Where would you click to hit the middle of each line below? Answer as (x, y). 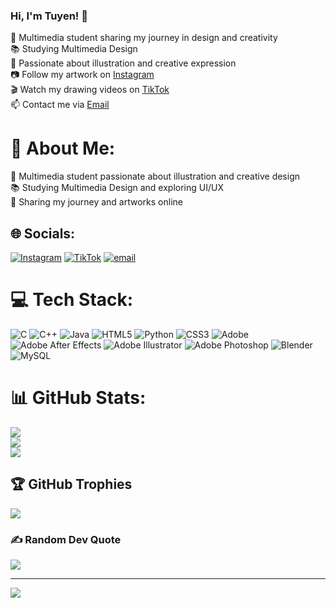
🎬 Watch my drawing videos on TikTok (90, 90)
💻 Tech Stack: (72, 300)
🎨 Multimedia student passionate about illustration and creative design (155, 176)
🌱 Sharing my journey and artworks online (96, 202)
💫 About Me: (63, 148)
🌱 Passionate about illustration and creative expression (123, 63)
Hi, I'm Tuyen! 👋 (49, 16)
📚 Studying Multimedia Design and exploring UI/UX (117, 188)
